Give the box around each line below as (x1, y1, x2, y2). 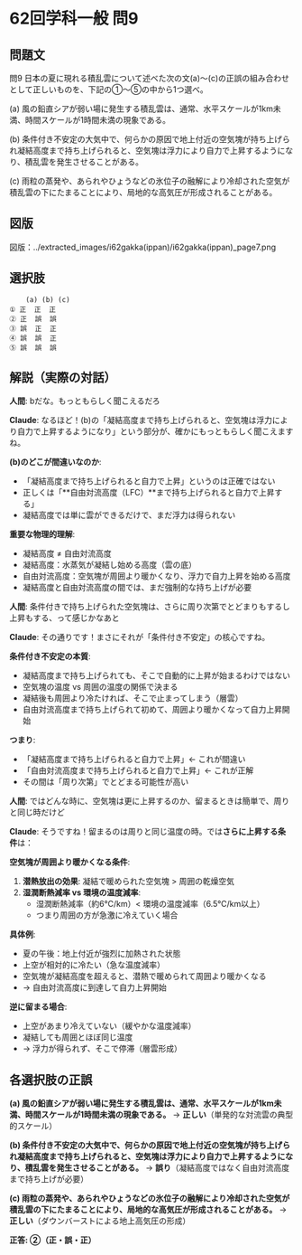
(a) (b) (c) (25, 295, 70, 304)
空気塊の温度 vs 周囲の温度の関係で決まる (22, 682, 178, 693)
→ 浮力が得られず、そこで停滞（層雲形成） (22, 1043, 183, 1054)
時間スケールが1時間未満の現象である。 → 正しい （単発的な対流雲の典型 (24, 1109, 294, 1120)
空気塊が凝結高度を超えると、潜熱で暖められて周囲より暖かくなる (22, 971, 268, 982)
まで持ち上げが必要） (9, 1174, 88, 1184)
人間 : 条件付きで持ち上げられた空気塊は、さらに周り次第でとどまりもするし (9, 601, 290, 612)
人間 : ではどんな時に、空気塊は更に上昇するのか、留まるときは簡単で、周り (9, 796, 290, 807)
